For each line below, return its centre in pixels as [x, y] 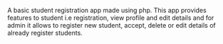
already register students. [45, 33]
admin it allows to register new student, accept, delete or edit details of [111, 25]
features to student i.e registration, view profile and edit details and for [111, 18]
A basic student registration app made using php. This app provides [107, 10]
